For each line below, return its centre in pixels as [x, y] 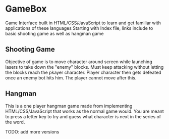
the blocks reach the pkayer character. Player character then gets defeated [83, 72]
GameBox [26, 9]
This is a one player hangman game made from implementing [69, 106]
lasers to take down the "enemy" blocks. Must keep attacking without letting [84, 67]
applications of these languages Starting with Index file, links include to [79, 28]
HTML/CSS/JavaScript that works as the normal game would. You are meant [84, 111]
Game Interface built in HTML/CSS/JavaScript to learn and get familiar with [83, 23]
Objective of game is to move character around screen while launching [79, 62]
